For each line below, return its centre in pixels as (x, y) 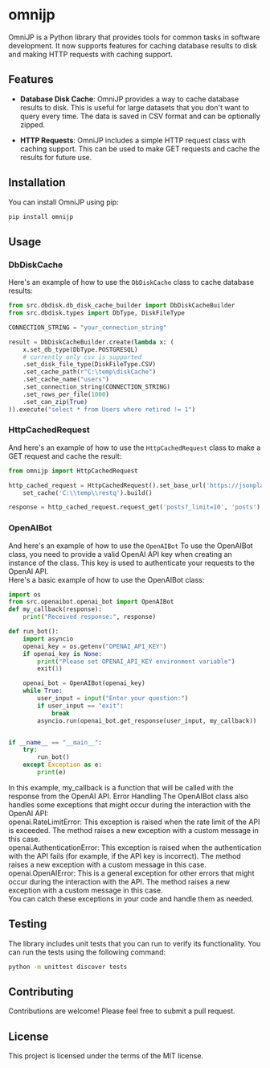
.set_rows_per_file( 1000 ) (66, 394)
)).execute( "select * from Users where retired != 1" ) (102, 409)
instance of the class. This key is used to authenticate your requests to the (131, 563)
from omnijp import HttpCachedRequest (73, 471)
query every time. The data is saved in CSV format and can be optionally (140, 116)
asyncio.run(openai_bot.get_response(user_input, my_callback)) (147, 721)
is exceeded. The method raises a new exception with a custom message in (133, 830)
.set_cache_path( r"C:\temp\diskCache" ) (90, 372)
